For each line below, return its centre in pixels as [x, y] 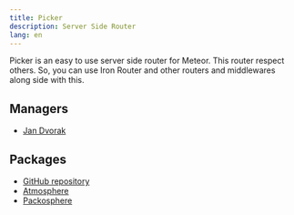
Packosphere [47, 200]
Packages [38, 159]
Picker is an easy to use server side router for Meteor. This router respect [147, 61]
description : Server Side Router [73, 26]
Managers [39, 109]
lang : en [26, 35]
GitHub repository [56, 181]
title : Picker [36, 18]
